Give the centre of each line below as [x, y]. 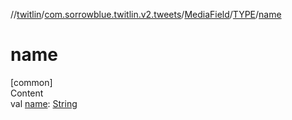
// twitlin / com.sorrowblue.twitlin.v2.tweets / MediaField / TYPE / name [146, 14]
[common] [31, 82]
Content [27, 93]
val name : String [44, 103]
